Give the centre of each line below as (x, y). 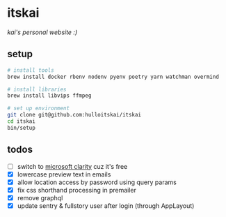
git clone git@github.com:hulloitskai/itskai (74, 115)
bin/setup (22, 128)
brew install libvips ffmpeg (49, 96)
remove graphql (40, 197)
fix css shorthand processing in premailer (77, 190)
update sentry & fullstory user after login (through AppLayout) (106, 205)
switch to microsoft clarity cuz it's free (72, 166)
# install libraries (37, 89)
